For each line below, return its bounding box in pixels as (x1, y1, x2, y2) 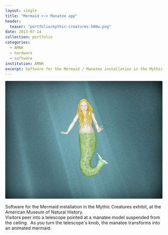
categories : (5, 40, 30, 45)
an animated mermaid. (5, 225, 52, 231)
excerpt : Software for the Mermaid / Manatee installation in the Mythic (5, 66, 163, 71)
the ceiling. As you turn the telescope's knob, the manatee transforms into (5, 220, 160, 226)
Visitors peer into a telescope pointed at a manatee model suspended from (5, 214, 160, 220)
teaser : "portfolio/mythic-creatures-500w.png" (10, 24, 112, 29)
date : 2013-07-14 (5, 29, 42, 35)
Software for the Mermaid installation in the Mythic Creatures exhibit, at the (5, 204, 161, 210)
